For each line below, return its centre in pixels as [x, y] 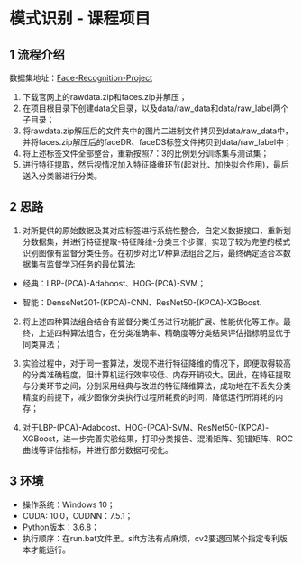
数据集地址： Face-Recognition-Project [81, 78]
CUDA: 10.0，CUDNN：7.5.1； [78, 515]
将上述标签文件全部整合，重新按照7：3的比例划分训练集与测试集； [146, 153]
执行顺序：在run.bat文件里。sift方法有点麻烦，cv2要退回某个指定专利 [151, 538]
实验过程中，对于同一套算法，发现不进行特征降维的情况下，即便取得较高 [156, 363]
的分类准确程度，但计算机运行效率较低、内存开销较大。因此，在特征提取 [156, 374]
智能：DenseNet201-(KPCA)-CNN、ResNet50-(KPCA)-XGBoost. [142, 302]
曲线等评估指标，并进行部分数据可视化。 [97, 449]
